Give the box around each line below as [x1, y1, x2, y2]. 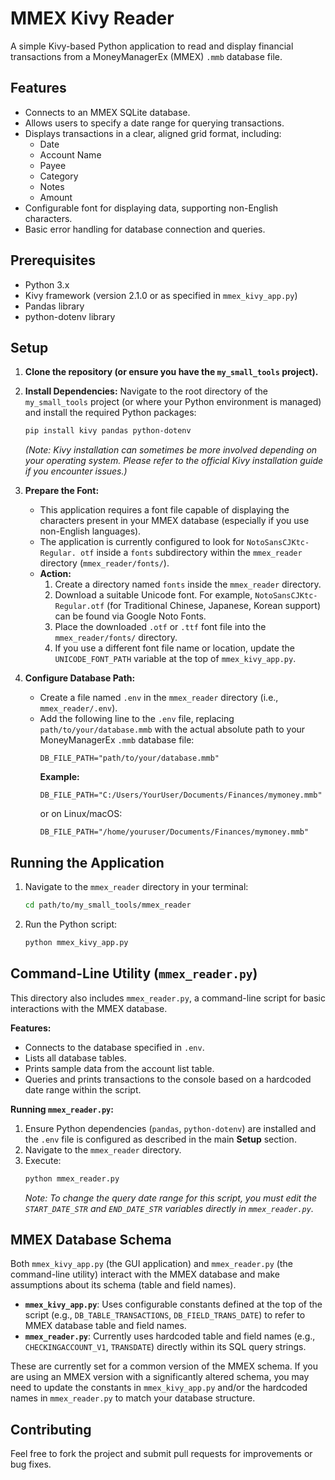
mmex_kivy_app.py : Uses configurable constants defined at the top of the [24, 1298, 323, 1311]
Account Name [39, 148, 102, 161]
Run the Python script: [24, 918, 118, 930]
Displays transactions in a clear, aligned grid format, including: [24, 127, 282, 139]
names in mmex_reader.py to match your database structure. [10, 1392, 256, 1404]
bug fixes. [10, 1458, 52, 1471]
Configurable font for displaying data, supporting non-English [24, 202, 279, 214]
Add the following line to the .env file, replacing [39, 713, 235, 725]
